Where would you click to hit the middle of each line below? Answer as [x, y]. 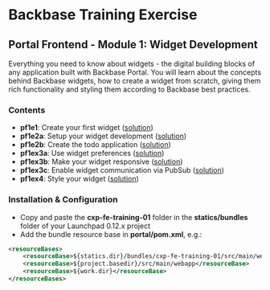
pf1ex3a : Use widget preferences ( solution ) [92, 153]
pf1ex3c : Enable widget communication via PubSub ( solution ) [122, 170]
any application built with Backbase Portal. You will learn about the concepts [135, 72]
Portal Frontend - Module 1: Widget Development [133, 45]
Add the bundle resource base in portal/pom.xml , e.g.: [111, 234]
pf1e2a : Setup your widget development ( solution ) [103, 136]
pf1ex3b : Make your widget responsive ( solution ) [101, 161]
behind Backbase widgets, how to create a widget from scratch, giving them [135, 81]
